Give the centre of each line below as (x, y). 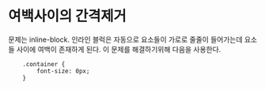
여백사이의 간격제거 (67, 16)
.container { (44, 64)
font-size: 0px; (63, 71)
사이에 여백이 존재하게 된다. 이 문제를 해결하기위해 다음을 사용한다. (119, 49)
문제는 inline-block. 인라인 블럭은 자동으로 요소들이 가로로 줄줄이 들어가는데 (125, 39)
